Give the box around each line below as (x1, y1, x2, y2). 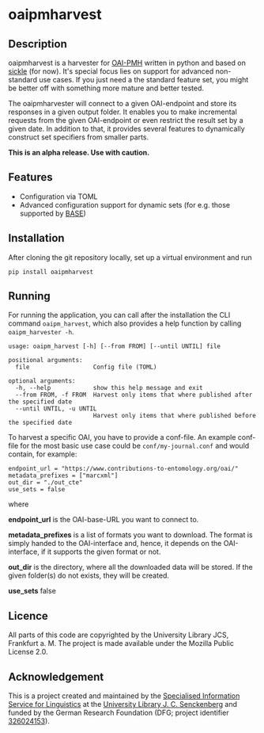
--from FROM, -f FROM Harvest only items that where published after (15, 391, 253, 399)
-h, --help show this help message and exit (15, 384, 203, 392)
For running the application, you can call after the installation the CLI (8, 311, 231, 320)
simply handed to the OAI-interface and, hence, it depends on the (8, 539, 222, 548)
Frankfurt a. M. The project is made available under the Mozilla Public (8, 639, 235, 648)
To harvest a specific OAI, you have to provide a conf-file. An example (8, 433, 236, 442)
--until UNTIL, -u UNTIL (15, 405, 97, 413)
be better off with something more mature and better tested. (8, 83, 204, 93)
